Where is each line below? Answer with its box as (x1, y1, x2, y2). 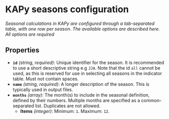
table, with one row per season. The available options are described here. (5, 25, 160, 32)
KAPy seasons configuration (5, 4, 129, 15)
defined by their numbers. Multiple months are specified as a (12, 97, 141, 103)
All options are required (5, 31, 55, 37)
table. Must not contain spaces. (12, 75, 79, 82)
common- (141, 97, 162, 103)
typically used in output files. (12, 86, 74, 93)
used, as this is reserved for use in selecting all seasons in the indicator (12, 70, 162, 76)
